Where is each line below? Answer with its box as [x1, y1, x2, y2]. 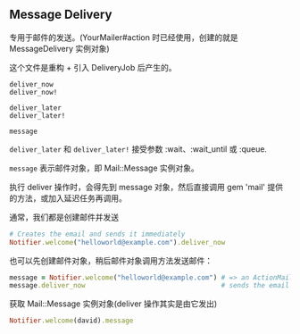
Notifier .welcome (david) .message [9, 316, 134, 325]
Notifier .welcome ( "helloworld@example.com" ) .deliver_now [9, 238, 226, 246]
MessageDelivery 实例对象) [9, 43, 110, 54]
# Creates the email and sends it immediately [9, 230, 186, 238]
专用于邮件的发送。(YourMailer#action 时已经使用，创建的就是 [9, 31, 238, 43]
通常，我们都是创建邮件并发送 [9, 212, 119, 222]
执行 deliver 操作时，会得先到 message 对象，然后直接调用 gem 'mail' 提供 [9, 181, 284, 192]
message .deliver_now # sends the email [9, 281, 290, 290]
